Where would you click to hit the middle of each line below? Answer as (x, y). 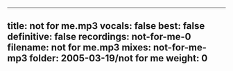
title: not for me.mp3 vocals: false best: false (106, 26)
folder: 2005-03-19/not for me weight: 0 (118, 58)
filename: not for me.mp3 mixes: (79, 48)
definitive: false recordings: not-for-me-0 (99, 37)
